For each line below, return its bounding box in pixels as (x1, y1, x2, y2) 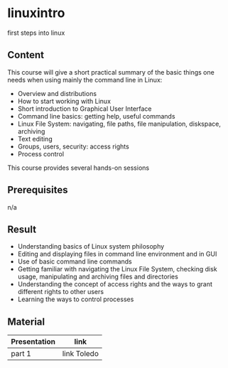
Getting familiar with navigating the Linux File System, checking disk (17, 265, 218, 274)
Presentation (11, 337, 55, 347)
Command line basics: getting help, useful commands (17, 112, 175, 120)
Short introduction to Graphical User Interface (17, 104, 152, 113)
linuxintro (7, 5, 65, 21)
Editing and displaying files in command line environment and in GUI (17, 250, 217, 259)
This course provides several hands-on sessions (7, 163, 150, 172)
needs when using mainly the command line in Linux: (7, 75, 163, 84)
